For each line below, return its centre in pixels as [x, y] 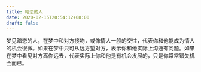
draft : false [22, 23]
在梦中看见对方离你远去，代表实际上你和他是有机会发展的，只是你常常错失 [98, 56]
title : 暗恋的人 [25, 12]
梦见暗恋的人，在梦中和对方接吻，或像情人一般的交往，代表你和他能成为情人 [100, 41]
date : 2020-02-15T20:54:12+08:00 [48, 17]
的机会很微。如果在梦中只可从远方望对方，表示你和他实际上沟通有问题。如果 [100, 48]
